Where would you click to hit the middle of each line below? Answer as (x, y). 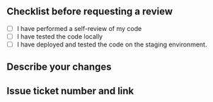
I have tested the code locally (60, 36)
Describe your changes (59, 67)
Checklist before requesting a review (90, 12)
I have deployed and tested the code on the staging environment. (112, 44)
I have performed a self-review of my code (79, 28)
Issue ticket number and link (70, 91)
